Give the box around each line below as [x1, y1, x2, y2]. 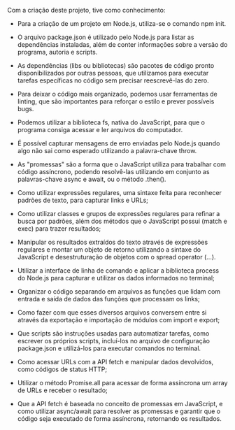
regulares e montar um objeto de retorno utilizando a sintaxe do [17, 245, 201, 254]
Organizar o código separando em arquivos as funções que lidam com [17, 287, 221, 296]
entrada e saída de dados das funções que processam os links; [17, 295, 201, 303]
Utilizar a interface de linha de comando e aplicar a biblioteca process [17, 266, 219, 275]
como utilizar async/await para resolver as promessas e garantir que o [17, 407, 221, 415]
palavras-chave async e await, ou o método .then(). [17, 175, 166, 183]
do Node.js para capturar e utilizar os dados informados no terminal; [17, 274, 215, 282]
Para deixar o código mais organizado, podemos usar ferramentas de [17, 90, 218, 98]
